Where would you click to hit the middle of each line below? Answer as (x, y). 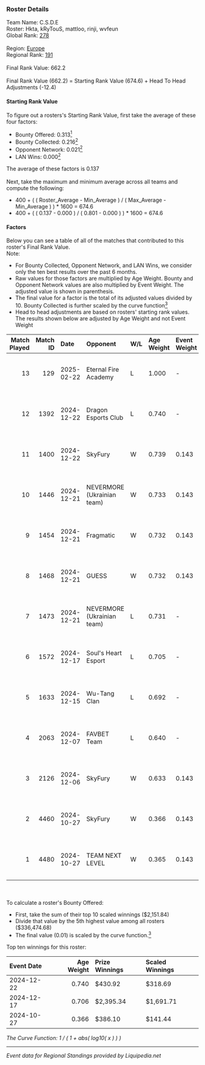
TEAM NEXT (104, 855)
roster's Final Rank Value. (38, 247)
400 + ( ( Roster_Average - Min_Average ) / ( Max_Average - (91, 200)
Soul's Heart (104, 653)
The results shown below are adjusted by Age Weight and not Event (100, 318)
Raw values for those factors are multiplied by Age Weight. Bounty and (104, 278)
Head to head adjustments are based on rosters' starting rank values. (102, 312)
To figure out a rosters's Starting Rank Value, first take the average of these (101, 115)
